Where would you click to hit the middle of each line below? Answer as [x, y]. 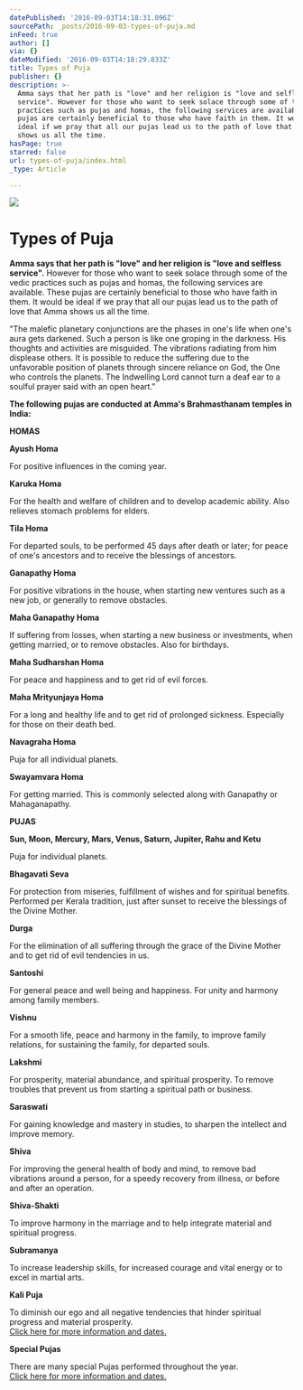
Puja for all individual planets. [64, 759]
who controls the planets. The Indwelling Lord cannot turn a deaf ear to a [145, 377]
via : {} [24, 52]
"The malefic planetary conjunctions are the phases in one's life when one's [151, 329]
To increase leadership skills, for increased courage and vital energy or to [146, 1268]
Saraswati [28, 1107]
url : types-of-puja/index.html [68, 160]
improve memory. [42, 1134]
